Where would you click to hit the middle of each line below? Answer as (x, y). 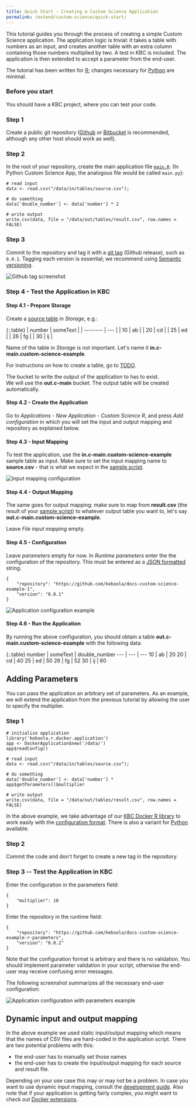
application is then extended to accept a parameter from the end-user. (91, 59)
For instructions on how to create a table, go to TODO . (71, 365)
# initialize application (37, 733)
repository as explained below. (43, 428)
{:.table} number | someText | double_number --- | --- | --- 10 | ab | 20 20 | (96, 654)
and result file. (32, 1069)
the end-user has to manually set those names (71, 1057)
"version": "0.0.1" (40, 594)
